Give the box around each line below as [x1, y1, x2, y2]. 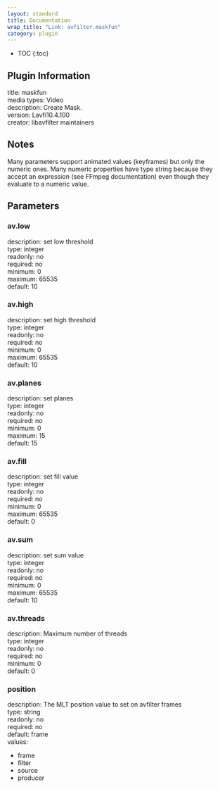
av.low [7, 221, 31, 231]
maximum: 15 [7, 431, 46, 440]
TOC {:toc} [17, 49, 49, 58]
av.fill [7, 457, 27, 467]
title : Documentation [7, 17, 71, 24]
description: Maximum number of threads [7, 629, 128, 638]
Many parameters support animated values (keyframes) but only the [7, 157, 205, 165]
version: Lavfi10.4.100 [7, 111, 70, 120]
